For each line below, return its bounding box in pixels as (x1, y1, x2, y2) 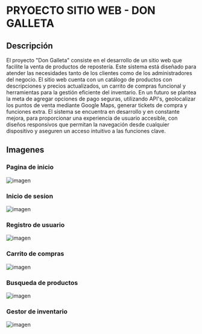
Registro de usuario (6, 220, 65, 229)
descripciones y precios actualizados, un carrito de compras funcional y (6, 82, 186, 90)
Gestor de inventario (6, 307, 68, 315)
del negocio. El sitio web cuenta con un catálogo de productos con (6, 76, 172, 83)
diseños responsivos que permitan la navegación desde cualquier (6, 121, 170, 128)
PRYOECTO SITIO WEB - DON (6, 4, 156, 18)
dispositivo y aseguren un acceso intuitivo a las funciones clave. (6, 128, 166, 134)
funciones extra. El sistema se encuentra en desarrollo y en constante (6, 108, 180, 115)
